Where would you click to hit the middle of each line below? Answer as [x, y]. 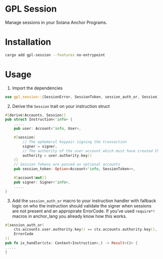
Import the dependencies [37, 88]
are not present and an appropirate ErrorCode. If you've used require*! [83, 211]
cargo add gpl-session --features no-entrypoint [55, 55]
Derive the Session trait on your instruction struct [61, 106]
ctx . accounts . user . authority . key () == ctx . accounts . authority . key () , [86, 229]
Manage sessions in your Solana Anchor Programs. [56, 22]
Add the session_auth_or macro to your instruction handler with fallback [84, 201]
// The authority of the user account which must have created [88, 151]
